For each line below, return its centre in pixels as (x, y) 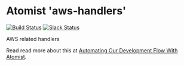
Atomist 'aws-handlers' (66, 11)
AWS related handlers (33, 39)
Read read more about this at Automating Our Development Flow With (92, 50)
